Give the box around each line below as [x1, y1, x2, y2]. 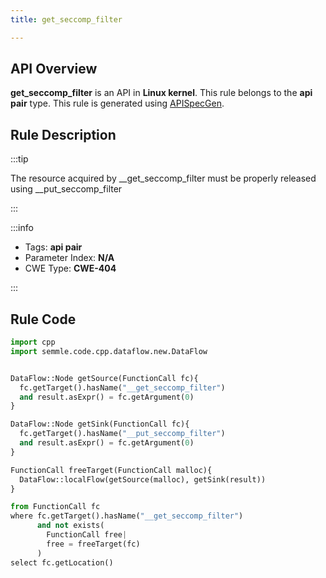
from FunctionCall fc [10, 502, 101, 512]
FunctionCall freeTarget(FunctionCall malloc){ [10, 465, 213, 475]
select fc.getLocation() [10, 557, 114, 568]
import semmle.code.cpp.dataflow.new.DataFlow [10, 346, 208, 356]
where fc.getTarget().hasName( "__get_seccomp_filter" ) [10, 511, 244, 521]
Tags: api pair [24, 241, 83, 253]
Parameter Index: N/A [24, 252, 115, 264]
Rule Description [10, 126, 117, 143]
